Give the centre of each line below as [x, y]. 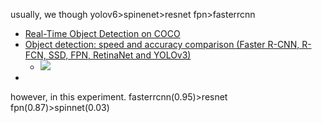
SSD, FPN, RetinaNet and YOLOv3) [120, 55]
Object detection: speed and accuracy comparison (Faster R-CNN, [162, 44]
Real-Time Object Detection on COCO [102, 33]
